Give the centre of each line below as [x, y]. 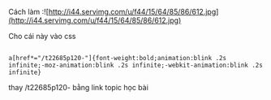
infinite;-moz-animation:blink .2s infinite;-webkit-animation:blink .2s [136, 65]
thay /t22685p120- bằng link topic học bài [78, 87]
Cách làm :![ [28, 12]
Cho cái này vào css [42, 36]
